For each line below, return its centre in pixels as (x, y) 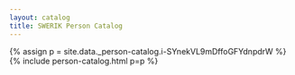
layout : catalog (40, 17)
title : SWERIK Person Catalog (66, 26)
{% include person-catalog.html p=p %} (84, 61)
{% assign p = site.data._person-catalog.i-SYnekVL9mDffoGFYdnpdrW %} (148, 51)
